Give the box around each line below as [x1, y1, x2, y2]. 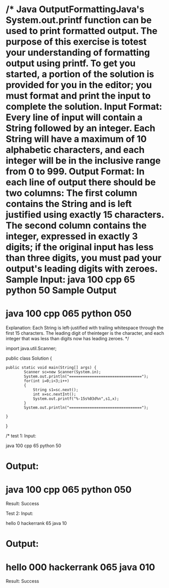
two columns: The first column [6, 187, 138, 199]
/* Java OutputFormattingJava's [6, 4, 145, 15]
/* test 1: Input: [6, 433, 36, 439]
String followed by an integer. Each [6, 123, 156, 134]
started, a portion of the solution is [6, 69, 154, 80]
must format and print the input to [6, 90, 151, 102]
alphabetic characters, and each [6, 144, 145, 156]
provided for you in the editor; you [6, 79, 152, 91]
